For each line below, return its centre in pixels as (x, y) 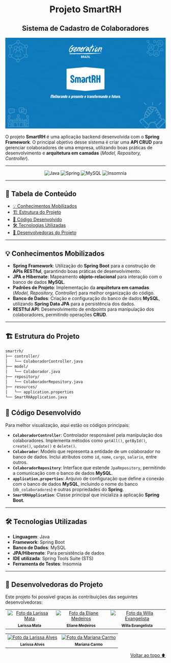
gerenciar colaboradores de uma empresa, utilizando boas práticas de (79, 147)
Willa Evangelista (137, 625)
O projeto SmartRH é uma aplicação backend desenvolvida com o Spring (82, 136)
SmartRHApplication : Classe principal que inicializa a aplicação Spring (86, 495)
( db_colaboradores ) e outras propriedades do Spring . (68, 489)
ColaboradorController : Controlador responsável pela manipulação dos (87, 435)
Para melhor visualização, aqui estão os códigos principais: (67, 425)
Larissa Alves (32, 644)
